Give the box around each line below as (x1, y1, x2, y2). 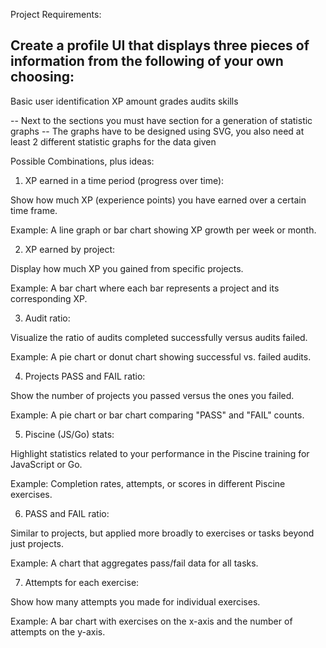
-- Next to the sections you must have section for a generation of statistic (10, 114, 313, 126)
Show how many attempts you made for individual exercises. (10, 595, 261, 608)
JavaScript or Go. (10, 458, 83, 470)
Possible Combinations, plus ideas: (10, 155, 155, 167)
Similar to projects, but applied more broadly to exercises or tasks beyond (10, 527, 315, 539)
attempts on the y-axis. (10, 625, 106, 638)
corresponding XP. (10, 292, 88, 304)
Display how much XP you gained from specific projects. (10, 262, 244, 274)
